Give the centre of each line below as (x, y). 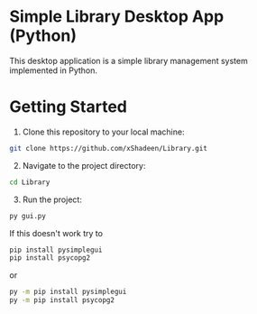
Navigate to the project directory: (84, 165)
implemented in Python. (53, 70)
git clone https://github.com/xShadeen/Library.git (108, 148)
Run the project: (52, 199)
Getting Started (69, 107)
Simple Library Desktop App (117, 17)
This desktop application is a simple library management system (128, 60)
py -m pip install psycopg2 (62, 300)
